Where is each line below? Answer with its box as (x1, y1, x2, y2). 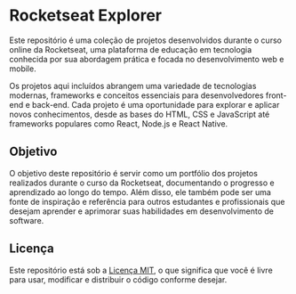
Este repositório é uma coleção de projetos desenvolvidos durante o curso (9, 35, 283, 45)
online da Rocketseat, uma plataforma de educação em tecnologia (9, 44, 252, 54)
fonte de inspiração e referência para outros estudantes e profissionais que (9, 196, 285, 207)
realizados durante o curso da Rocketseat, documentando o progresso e (9, 177, 275, 188)
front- (265, 90, 287, 101)
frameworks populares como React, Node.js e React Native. (9, 118, 228, 129)
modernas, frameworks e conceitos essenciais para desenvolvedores (9, 90, 264, 101)
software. (9, 215, 44, 225)
